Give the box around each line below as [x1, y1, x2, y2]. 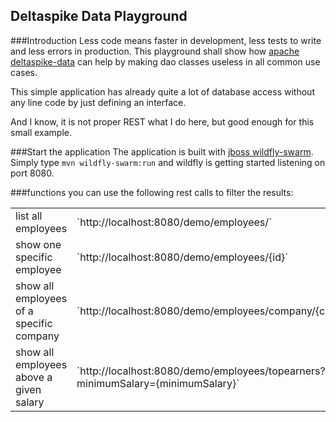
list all [15, 209, 43, 223]
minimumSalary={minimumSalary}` [76, 376, 240, 390]
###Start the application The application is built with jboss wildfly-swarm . [10, 145, 314, 158]
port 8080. [10, 167, 55, 179]
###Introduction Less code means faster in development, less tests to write [10, 34, 322, 46]
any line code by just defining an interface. [10, 96, 187, 108]
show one [15, 237, 62, 251]
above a [15, 370, 53, 384]
